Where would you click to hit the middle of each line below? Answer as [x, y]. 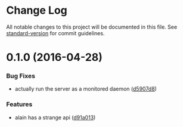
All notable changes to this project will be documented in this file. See [92, 27]
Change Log [37, 10]
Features [19, 104]
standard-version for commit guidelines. [55, 33]
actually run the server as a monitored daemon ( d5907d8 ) [86, 89]
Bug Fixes [21, 76]
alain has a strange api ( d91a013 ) [55, 117]
